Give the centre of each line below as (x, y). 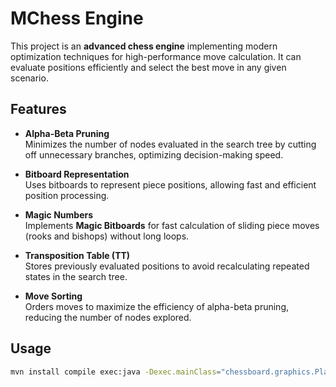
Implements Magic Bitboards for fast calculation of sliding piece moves (172, 225)
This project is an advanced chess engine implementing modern (144, 46)
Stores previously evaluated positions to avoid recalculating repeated (167, 266)
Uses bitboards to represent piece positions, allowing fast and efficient (170, 184)
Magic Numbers (59, 214)
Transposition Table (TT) (77, 255)
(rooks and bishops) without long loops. (107, 236)
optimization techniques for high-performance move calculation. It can (156, 56)
